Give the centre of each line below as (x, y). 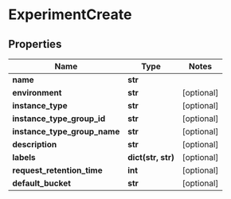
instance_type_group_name (66, 131)
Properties (35, 44)
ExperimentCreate (70, 15)
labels (24, 157)
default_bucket (42, 183)
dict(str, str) (151, 157)
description (35, 144)
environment (37, 93)
